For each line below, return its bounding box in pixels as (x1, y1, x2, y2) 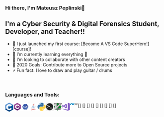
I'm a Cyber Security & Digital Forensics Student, (5, 20, 160, 28)
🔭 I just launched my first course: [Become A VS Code (12, 41, 123, 47)
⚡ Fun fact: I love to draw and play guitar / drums (12, 67, 113, 73)
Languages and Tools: (5, 91, 60, 98)
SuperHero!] (124, 41, 150, 47)
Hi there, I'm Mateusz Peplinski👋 (5, 4, 85, 11)
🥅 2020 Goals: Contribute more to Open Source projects (12, 61, 128, 67)
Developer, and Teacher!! (5, 27, 85, 36)
